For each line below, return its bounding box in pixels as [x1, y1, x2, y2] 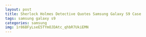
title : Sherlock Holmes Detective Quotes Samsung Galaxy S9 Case [5, 12, 141, 16]
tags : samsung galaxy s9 [5, 16, 56, 21]
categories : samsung [5, 20, 48, 25]
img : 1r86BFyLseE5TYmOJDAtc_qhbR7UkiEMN [5, 25, 89, 30]
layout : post [5, 7, 32, 12]
